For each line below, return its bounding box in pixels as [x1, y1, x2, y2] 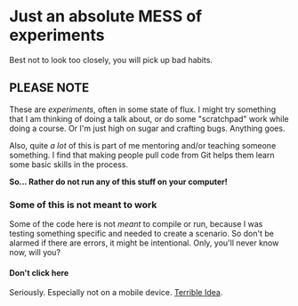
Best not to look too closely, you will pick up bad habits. [9, 54, 213, 65]
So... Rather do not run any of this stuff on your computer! [9, 176, 229, 187]
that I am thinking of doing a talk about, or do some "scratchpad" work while [9, 113, 289, 124]
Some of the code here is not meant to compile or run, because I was [9, 219, 263, 229]
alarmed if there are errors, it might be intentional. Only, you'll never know [9, 238, 279, 248]
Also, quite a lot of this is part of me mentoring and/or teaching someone [9, 140, 277, 150]
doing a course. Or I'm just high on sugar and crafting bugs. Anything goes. [9, 123, 286, 133]
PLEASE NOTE [9, 80, 90, 95]
